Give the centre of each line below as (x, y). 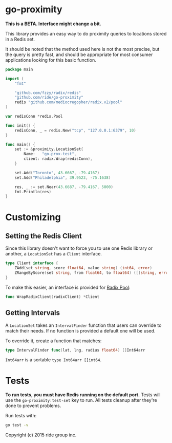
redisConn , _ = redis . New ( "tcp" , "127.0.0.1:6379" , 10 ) (76, 130)
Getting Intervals (33, 313)
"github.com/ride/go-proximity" (49, 98)
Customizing (33, 217)
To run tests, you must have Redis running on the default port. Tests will (83, 395)
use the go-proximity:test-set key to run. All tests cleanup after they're (81, 400)
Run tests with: (21, 416)
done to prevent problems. (33, 406)
